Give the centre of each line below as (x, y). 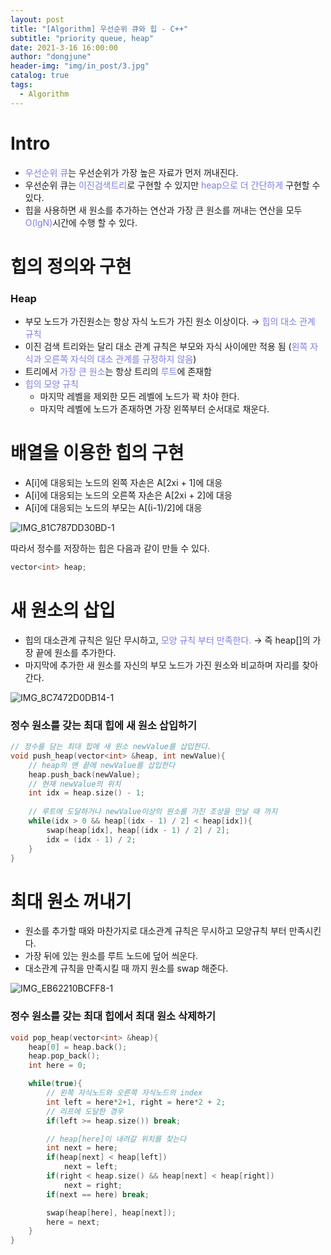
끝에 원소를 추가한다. (76, 652)
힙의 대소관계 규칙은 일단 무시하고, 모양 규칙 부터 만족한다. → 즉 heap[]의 (167, 640)
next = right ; (93, 1185)
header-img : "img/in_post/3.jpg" (80, 66)
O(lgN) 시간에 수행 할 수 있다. (81, 222)
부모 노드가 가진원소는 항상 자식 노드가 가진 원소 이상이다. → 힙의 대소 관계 (170, 322)
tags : (21, 85)
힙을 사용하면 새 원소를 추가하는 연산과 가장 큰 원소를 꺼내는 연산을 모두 (163, 210)
